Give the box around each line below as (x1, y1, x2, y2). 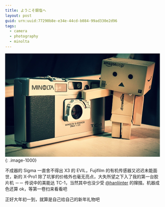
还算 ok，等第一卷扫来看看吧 (9, 186, 68, 192)
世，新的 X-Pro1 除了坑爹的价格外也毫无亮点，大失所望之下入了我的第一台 (5, 174, 154, 179)
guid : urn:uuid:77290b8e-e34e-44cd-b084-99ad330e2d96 (5, 18, 118, 23)
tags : (5, 24, 16, 29)
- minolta (9, 39, 29, 44)
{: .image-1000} (5, 157, 37, 163)
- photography (9, 34, 38, 39)
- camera (9, 29, 27, 34)
